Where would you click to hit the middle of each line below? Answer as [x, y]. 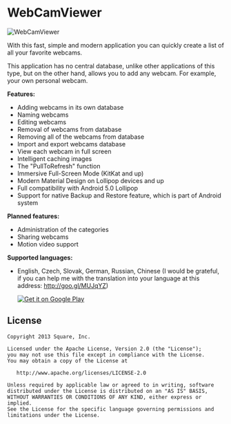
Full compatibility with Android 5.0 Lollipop [78, 188]
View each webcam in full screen [64, 151]
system [28, 202]
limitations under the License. [53, 415]
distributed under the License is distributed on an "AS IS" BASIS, [108, 391]
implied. [20, 403]
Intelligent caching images [54, 158]
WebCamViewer [54, 13]
